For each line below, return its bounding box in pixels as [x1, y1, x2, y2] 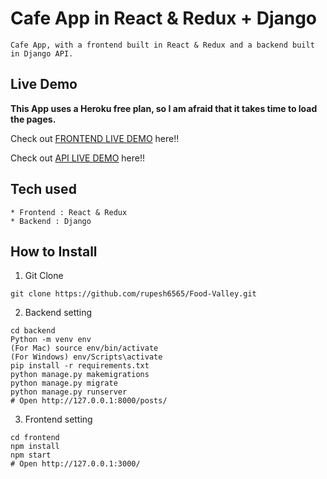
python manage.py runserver [10, 387, 128, 397]
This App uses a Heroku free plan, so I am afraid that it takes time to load [10, 102, 318, 114]
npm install [10, 442, 60, 452]
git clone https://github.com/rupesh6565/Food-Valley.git [10, 289, 257, 299]
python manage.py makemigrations [10, 370, 150, 380]
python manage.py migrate [10, 378, 118, 389]
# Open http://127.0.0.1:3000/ [10, 459, 141, 469]
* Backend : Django [10, 216, 92, 226]
